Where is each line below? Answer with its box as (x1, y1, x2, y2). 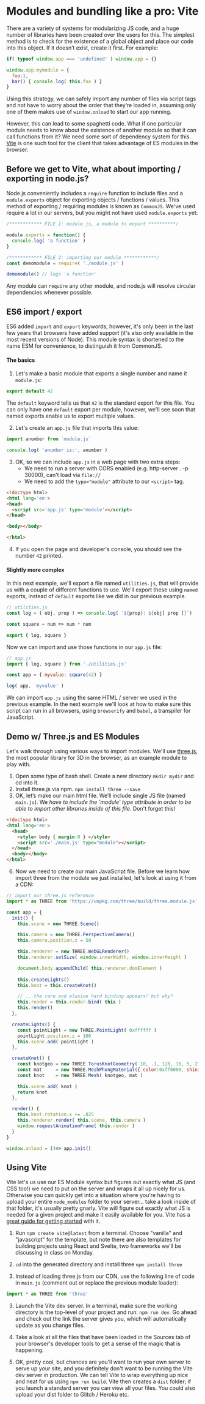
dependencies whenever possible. (6, 289, 93, 296)
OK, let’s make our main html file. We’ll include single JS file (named (15, 792, 186, 800)
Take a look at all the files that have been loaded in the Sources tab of (15, 1334, 191, 1341)
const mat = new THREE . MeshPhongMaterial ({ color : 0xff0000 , (17, 1067, 184, 1073)
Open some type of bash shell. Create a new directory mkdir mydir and (15, 773, 194, 780)
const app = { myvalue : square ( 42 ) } (6, 672, 103, 678)
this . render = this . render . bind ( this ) (17, 999, 121, 1005)
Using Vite (6, 1162, 47, 1173)
